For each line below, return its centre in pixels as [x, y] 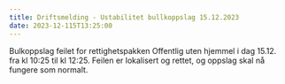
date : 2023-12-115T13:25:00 [61, 26]
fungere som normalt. [49, 69]
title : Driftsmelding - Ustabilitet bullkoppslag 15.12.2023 [124, 17]
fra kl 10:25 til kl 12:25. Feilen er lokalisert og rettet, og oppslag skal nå [137, 60]
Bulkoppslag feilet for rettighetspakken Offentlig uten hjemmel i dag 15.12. [143, 50]
